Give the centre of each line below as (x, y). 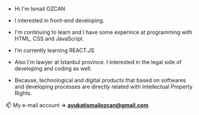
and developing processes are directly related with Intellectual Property (103, 87)
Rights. (23, 93)
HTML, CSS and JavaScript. (49, 38)
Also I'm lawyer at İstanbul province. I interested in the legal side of (98, 62)
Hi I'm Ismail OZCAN (40, 9)
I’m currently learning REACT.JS (54, 50)
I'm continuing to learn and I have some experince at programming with (103, 32)
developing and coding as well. (53, 68)
